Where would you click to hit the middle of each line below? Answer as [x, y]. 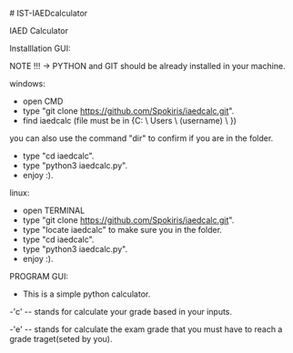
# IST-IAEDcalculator [49, 13]
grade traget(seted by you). [61, 339]
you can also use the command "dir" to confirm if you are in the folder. [141, 138]
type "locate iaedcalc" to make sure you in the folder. [122, 230]
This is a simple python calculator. [86, 294]
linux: [20, 193]
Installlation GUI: [40, 48]
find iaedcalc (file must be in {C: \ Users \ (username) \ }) [129, 121]
